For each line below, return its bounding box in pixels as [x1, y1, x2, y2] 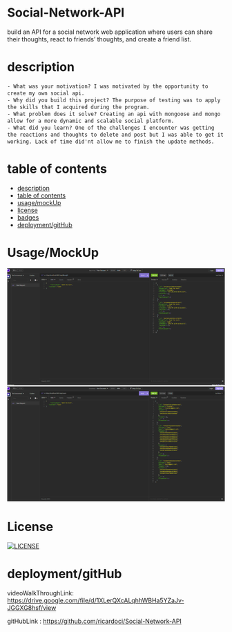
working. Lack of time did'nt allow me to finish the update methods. [7, 138, 215, 145]
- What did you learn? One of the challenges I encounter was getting [7, 124, 215, 131]
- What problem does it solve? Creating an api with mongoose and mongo [7, 111, 221, 117]
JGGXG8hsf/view [7, 603, 57, 612]
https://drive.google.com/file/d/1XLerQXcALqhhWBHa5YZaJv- [7, 596, 184, 604]
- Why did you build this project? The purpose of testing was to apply [7, 97, 221, 104]
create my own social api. [7, 90, 85, 97]
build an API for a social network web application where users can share [7, 28, 213, 36]
